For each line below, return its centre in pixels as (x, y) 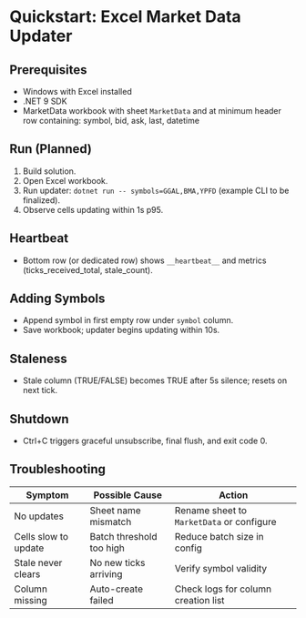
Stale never (38, 562)
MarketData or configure (225, 522)
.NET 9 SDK (45, 101)
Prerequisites (48, 70)
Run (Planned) (51, 149)
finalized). (41, 200)
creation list (199, 600)
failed (102, 600)
